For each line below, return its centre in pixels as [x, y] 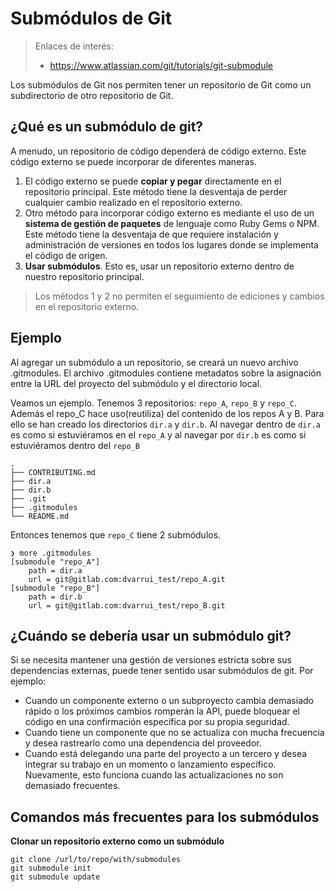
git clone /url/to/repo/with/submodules [96, 860]
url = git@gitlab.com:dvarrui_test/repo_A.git [127, 579]
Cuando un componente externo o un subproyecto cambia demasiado [169, 701]
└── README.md [40, 516]
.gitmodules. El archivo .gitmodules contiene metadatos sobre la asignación [166, 373]
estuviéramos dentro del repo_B [75, 445]
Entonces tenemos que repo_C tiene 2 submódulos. [116, 534]
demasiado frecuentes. [72, 786]
